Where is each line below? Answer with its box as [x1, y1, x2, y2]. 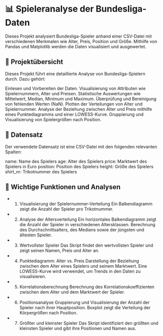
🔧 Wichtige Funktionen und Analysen [5, 183, 121, 191]
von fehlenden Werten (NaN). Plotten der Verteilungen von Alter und [5, 101, 143, 107]
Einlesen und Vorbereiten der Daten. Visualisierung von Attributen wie [5, 85, 146, 91]
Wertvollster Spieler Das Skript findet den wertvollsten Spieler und [19, 242, 153, 249]
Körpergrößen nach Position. [19, 310, 78, 316]
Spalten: [5, 149, 22, 155]
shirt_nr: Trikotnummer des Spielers [5, 168, 77, 174]
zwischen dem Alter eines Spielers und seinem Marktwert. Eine [19, 263, 147, 269]
